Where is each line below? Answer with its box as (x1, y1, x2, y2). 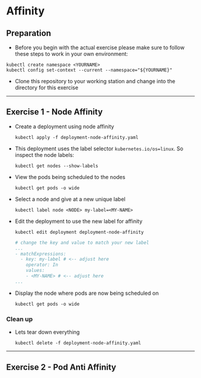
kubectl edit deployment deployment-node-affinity (14, 229, 144, 235)
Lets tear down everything (14, 328, 80, 336)
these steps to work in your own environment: (14, 50, 129, 58)
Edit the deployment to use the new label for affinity (14, 217, 142, 225)
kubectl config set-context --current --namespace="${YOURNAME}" (6, 67, 172, 73)
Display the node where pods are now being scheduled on (14, 289, 159, 297)
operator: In (26, 262, 59, 268)
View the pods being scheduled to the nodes (14, 173, 126, 180)
